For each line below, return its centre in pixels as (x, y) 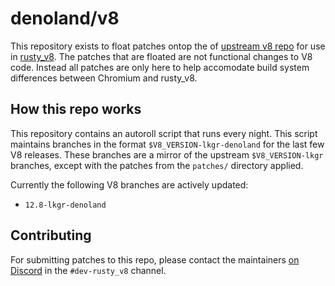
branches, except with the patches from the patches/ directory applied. (157, 165)
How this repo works (76, 109)
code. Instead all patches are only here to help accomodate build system (160, 67)
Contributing (51, 235)
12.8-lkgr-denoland (65, 205)
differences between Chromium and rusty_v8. (104, 78)
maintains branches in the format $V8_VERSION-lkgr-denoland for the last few (167, 144)
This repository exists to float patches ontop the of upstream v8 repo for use (168, 46)
